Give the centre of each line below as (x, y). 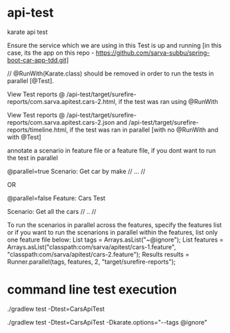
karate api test (28, 32)
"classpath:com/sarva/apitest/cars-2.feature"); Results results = (98, 254)
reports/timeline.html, (38, 129)
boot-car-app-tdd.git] (38, 60)
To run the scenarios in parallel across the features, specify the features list (115, 225)
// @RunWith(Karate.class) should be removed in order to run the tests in (111, 73)
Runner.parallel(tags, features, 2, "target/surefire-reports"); (92, 262)
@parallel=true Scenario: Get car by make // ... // (76, 171)
